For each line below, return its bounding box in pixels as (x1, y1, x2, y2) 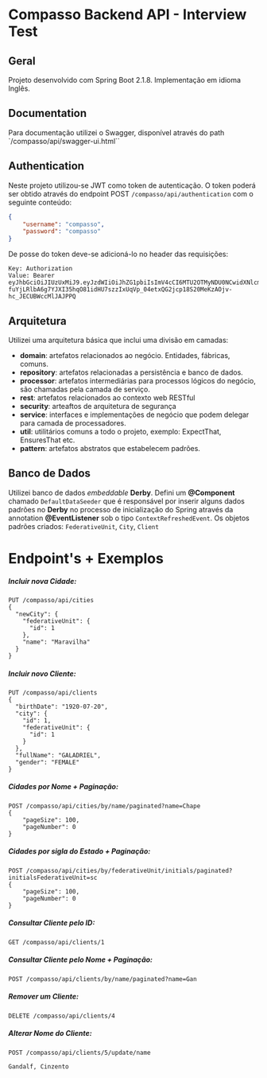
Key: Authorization (8, 265, 73, 273)
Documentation (8, 107, 87, 120)
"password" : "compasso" (22, 228, 102, 235)
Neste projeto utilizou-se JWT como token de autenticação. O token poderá (8, 181, 256, 190)
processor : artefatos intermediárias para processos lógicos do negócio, (19, 376, 256, 385)
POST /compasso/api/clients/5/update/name (8, 1049, 151, 1057)
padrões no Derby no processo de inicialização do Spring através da (8, 504, 234, 514)
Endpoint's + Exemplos (8, 549, 164, 567)
